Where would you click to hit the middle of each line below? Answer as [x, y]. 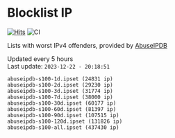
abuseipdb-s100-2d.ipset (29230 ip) [60, 85]
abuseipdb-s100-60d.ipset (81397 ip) [62, 109]
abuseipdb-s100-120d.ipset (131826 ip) [65, 121]
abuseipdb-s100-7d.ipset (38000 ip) [60, 97]
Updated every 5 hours [40, 59]
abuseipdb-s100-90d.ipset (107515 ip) [63, 115]
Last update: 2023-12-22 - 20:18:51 [58, 66]
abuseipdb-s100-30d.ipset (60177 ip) [62, 103]
